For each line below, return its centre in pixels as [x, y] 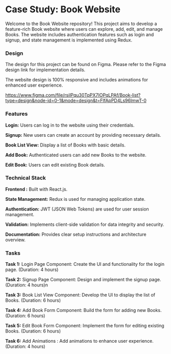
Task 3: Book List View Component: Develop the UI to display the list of [80, 295]
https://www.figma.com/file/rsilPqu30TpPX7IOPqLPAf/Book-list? [73, 95]
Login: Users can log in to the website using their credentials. [70, 125]
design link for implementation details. [45, 70]
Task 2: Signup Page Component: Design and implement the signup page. [83, 280]
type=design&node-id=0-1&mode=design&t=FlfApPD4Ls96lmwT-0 [76, 100]
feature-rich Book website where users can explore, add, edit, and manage [84, 29]
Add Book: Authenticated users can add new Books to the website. [76, 155]
